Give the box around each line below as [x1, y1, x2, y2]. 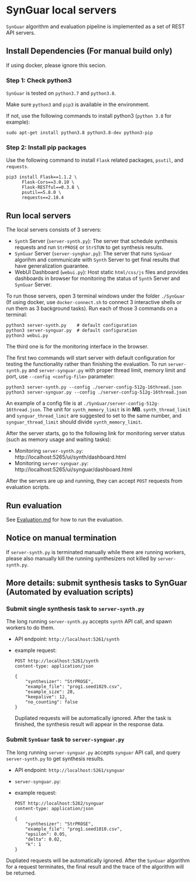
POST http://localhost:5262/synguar [14, 800, 104, 806]
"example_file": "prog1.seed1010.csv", [25, 826, 123, 832]
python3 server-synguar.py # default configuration [6, 327, 137, 334]
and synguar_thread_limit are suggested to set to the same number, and [6, 412, 182, 419]
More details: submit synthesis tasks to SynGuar [6, 578, 187, 588]
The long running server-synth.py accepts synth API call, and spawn [6, 618, 173, 625]
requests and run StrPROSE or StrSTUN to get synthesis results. [14, 244, 164, 251]
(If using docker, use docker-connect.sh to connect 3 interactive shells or [6, 299, 182, 306]
